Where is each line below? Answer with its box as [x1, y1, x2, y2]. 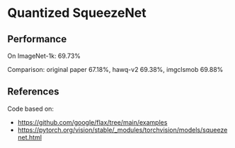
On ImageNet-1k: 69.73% [7, 51, 81, 60]
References [7, 86, 59, 98]
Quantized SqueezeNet [7, 5, 147, 21]
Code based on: [7, 104, 55, 113]
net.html [17, 132, 42, 142]
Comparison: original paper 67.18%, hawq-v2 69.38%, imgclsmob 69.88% [7, 66, 224, 73]
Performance [7, 33, 67, 45]
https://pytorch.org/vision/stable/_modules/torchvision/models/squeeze [17, 125, 228, 134]
